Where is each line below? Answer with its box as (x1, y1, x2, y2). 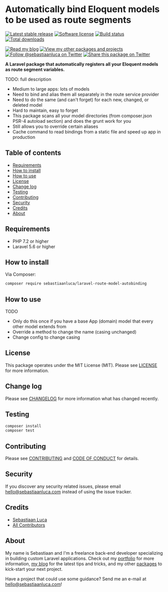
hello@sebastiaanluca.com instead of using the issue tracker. (5, 488, 132, 494)
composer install (5, 423, 42, 428)
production (12, 134, 36, 140)
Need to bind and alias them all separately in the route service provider (12, 91, 159, 97)
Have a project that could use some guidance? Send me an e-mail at (5, 575, 146, 582)
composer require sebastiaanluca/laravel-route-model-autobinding (5, 281, 147, 286)
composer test (5, 428, 35, 433)
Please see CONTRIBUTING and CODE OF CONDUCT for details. (5, 456, 139, 462)
